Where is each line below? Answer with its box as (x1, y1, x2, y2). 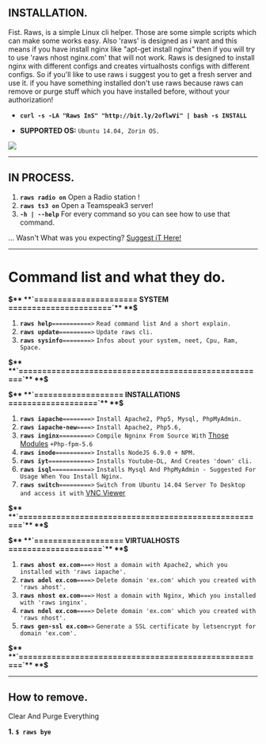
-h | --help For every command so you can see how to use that (19, 209, 230, 218)
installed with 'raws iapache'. (19, 568, 127, 576)
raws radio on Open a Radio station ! (19, 192, 140, 202)
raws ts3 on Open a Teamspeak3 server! (19, 200, 154, 210)
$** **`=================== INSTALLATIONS (8, 389, 180, 399)
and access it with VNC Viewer (19, 488, 126, 497)
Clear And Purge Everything (8, 711, 100, 721)
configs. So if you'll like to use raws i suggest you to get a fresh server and (8, 69, 252, 79)
